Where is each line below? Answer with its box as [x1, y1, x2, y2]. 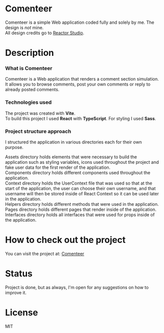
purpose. [5, 144, 24, 150]
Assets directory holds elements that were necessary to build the [5, 154, 137, 160]
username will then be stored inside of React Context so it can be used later [5, 191, 159, 197]
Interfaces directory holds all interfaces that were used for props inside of [5, 212, 155, 218]
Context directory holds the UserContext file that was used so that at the [5, 180, 153, 186]
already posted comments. [5, 87, 60, 93]
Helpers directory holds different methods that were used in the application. [5, 201, 159, 207]
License [5, 307, 38, 318]
